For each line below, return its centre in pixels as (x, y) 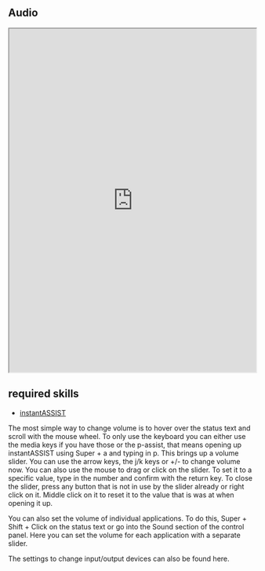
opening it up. (31, 503)
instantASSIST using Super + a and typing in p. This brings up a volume (123, 453)
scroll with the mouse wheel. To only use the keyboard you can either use (127, 436)
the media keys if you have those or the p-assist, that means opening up (125, 445)
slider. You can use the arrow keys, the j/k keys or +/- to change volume (124, 461)
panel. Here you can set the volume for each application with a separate (124, 535)
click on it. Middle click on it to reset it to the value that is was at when (121, 495)
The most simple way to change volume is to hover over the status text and (129, 428)
